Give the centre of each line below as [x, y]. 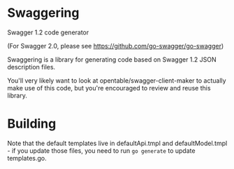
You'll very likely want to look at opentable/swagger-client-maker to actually [117, 80]
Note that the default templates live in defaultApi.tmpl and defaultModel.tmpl [117, 143]
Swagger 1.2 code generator [48, 32]
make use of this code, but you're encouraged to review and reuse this [109, 88]
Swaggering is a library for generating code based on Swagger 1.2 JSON [112, 59]
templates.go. [27, 158]
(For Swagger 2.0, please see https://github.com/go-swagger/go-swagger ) [116, 46]
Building [32, 124]
